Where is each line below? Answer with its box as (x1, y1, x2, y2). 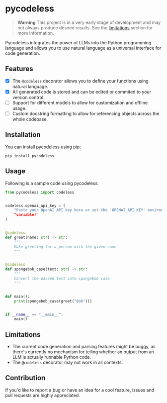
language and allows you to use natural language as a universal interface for (5, 45, 162, 51)
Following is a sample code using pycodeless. (5, 180, 99, 186)
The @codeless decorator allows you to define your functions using (12, 78, 149, 84)
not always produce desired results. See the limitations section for (17, 24, 153, 30)
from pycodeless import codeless (5, 190, 75, 195)
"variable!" (14, 212, 39, 217)
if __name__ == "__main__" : (5, 312, 64, 317)
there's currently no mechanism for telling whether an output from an (12, 349, 154, 355)
